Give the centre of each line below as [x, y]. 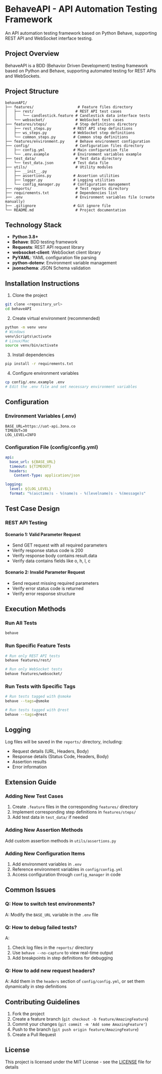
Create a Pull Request [34, 1034]
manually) [15, 201]
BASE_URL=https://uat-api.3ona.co [40, 426]
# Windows [15, 332]
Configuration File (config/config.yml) [52, 447]
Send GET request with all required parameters [60, 545]
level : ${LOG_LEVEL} [30, 489]
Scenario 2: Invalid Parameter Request [45, 572]
